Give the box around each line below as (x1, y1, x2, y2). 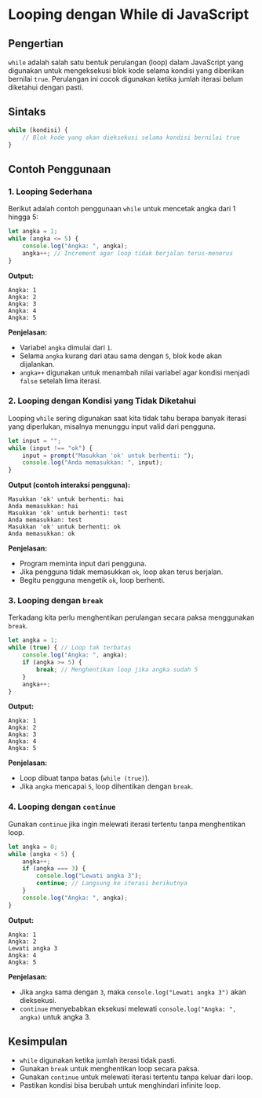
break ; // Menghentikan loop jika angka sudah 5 (36, 665, 198, 673)
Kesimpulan (8, 1035, 68, 1049)
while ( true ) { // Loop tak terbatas (8, 644, 132, 652)
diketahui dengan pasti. (8, 82, 84, 92)
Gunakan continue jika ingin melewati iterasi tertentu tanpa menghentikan (8, 819, 246, 829)
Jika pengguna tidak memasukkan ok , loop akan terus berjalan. (19, 567, 224, 576)
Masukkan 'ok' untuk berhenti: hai (8, 496, 125, 503)
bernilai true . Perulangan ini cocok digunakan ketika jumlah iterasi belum (8, 75, 243, 83)
